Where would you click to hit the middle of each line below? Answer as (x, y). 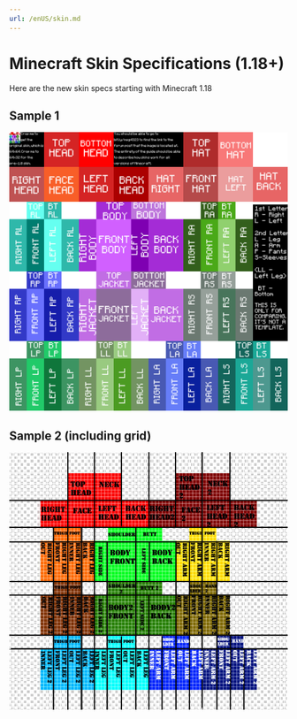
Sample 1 (34, 115)
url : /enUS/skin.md (45, 19)
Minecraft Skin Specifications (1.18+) (147, 63)
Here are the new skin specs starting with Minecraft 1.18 (110, 88)
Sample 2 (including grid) (80, 436)
